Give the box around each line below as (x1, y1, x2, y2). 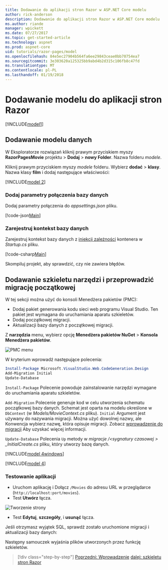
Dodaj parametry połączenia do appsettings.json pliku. (5, 202, 118, 208)
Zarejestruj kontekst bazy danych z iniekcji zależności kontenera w (5, 236, 143, 242)
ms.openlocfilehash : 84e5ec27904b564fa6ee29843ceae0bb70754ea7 (5, 53, 140, 59)
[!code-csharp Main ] (5, 251, 46, 257)
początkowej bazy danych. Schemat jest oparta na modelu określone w (5, 404, 152, 410)
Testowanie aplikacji (5, 473, 56, 480)
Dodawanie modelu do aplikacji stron (5, 94, 162, 105)
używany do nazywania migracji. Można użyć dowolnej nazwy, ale (5, 415, 142, 421)
